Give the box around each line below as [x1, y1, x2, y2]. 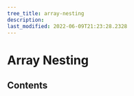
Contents [7, 80, 48, 91]
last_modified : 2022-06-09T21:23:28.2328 [7, 23, 128, 29]
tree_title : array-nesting [7, 10, 85, 17]
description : [7, 16, 45, 23]
